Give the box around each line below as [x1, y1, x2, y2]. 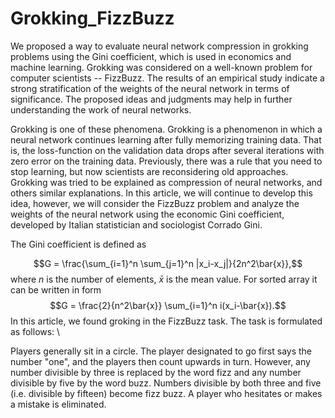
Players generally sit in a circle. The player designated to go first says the [10, 345, 313, 357]
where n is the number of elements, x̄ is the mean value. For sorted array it [10, 273, 318, 285]
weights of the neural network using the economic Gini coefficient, [10, 208, 285, 220]
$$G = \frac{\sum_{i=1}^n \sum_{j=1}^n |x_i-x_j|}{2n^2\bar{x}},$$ [33, 257, 303, 269]
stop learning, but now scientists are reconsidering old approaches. [10, 165, 289, 177]
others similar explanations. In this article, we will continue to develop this [10, 187, 313, 199]
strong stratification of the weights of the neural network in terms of [10, 82, 290, 94]
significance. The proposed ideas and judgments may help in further [10, 93, 293, 105]
